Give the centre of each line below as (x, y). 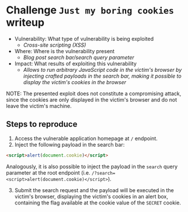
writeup (25, 22)
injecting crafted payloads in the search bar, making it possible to (102, 76)
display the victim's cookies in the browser (75, 82)
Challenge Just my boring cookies (90, 10)
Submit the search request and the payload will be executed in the (94, 190)
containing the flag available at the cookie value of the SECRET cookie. (98, 203)
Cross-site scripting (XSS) (55, 45)
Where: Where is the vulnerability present (65, 51)
